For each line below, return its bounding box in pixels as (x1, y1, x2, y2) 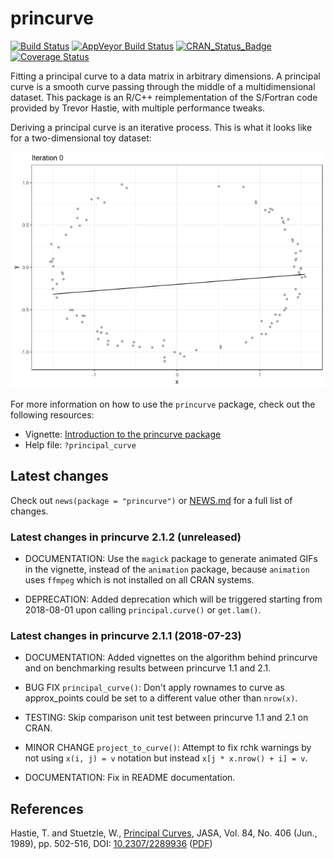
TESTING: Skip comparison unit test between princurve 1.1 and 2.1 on (24, 712, 309, 724)
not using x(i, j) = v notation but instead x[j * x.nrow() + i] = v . (24, 752, 308, 764)
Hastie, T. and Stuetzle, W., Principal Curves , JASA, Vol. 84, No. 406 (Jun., (10, 827, 318, 839)
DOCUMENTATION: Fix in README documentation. (24, 772, 236, 784)
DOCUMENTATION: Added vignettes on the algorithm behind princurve (24, 652, 318, 664)
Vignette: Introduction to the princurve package (24, 428, 222, 440)
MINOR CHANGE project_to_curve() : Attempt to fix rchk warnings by (24, 742, 312, 754)
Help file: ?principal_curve (24, 438, 137, 451)
